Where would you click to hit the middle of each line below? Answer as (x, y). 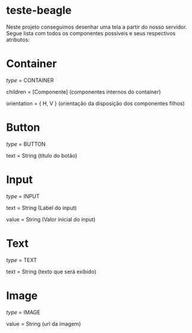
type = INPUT (23, 196)
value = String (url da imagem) (44, 323)
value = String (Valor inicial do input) (51, 219)
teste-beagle (39, 10)
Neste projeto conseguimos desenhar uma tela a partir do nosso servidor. (97, 27)
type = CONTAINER (30, 80)
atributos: (18, 39)
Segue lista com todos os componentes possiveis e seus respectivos (91, 33)
